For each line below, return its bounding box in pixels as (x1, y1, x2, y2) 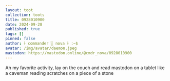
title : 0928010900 (5, 17, 45, 22)
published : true (5, 27, 40, 32)
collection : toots (5, 12, 45, 17)
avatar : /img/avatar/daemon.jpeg (5, 46, 77, 51)
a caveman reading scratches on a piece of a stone (5, 70, 114, 76)
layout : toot (5, 7, 33, 13)
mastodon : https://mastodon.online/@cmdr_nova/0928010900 (5, 50, 132, 55)
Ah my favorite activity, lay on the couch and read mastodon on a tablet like (5, 65, 165, 71)
